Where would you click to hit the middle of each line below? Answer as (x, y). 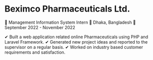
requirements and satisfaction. (35, 52)
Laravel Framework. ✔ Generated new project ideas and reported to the (76, 42)
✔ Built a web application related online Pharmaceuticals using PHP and (76, 37)
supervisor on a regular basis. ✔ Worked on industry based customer (74, 47)
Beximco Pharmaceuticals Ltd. (68, 9)
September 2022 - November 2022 (40, 27)
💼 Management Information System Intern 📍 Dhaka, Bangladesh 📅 (70, 22)
